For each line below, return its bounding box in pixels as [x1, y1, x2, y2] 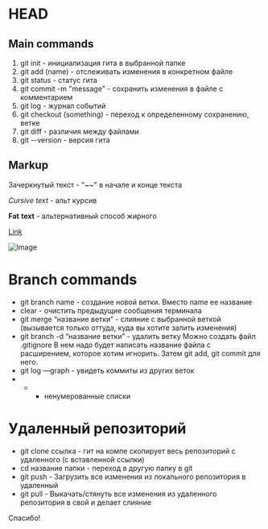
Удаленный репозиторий [8, 419, 187, 437]
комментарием [19, 93, 73, 101]
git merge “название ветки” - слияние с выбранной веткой [19, 314, 221, 324]
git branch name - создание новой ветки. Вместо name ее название [19, 297, 253, 307]
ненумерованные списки [43, 391, 131, 401]
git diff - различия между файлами [19, 126, 139, 136]
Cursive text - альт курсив [8, 195, 97, 205]
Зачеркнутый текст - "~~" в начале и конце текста [8, 180, 183, 189]
